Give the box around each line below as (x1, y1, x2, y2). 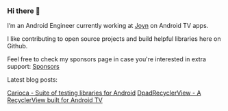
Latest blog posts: (7, 76, 58, 84)
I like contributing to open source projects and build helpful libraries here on (7, 35, 221, 43)
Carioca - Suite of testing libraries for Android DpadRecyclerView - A (7, 89, 201, 97)
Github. (7, 42, 28, 50)
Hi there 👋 (7, 6, 41, 16)
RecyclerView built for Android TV (7, 96, 103, 104)
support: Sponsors (7, 63, 60, 71)
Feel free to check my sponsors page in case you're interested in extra (7, 55, 207, 63)
